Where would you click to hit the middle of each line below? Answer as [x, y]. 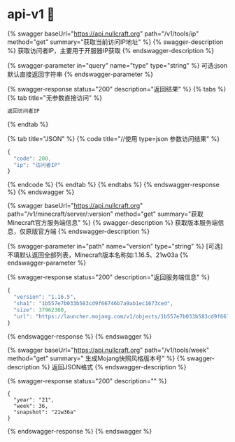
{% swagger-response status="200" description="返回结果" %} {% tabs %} [117, 89]
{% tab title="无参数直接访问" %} [55, 98]
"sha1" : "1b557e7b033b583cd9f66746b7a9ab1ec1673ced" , [93, 304]
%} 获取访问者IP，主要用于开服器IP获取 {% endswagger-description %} [111, 50]
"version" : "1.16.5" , [45, 297]
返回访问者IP [23, 111]
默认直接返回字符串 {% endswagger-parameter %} [80, 74]
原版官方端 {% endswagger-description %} [88, 231]
